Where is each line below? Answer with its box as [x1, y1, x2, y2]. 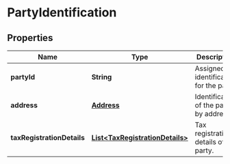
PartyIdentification [7, 5, 117, 20]
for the [194, 81, 217, 90]
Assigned [194, 64, 225, 73]
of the [194, 100, 214, 110]
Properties [7, 32, 53, 44]
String [91, 72, 112, 81]
